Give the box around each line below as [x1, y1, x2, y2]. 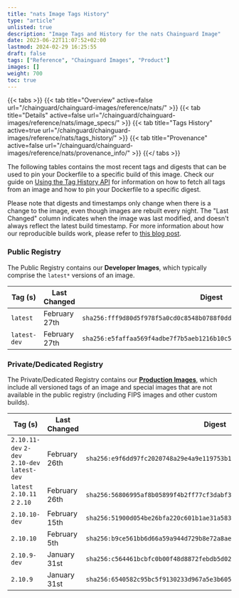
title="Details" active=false [7, 111, 86, 119]
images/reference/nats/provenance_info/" [7, 149, 130, 157]
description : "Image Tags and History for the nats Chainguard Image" [7, 30, 221, 38]
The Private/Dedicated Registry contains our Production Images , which [7, 375, 218, 384]
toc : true [7, 76, 37, 84]
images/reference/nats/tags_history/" [7, 134, 117, 142]
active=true [7, 126, 41, 135]
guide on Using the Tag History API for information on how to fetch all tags [7, 178, 225, 186]
